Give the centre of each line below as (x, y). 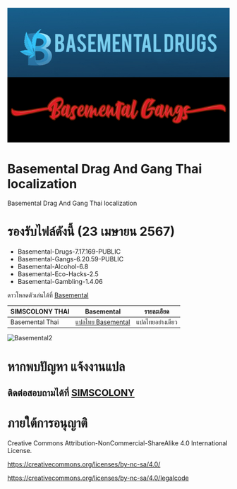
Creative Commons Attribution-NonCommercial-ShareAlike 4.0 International (117, 443)
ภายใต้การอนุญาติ (48, 423)
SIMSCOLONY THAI (40, 311)
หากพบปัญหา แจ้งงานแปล (66, 366)
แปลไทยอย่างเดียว (157, 322)
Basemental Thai (35, 322)
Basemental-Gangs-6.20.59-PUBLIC (71, 259)
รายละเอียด (157, 311)
